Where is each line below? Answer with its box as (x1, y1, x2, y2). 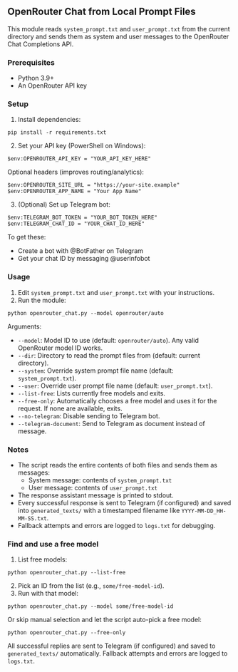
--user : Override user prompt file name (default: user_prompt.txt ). (17, 381, 213, 390)
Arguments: (7, 322, 42, 331)
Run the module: (17, 296, 66, 304)
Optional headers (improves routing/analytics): (7, 167, 145, 177)
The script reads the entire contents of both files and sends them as (17, 461, 217, 469)
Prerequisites (7, 57, 55, 67)
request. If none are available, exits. (17, 404, 123, 413)
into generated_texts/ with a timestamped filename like (17, 506, 180, 515)
